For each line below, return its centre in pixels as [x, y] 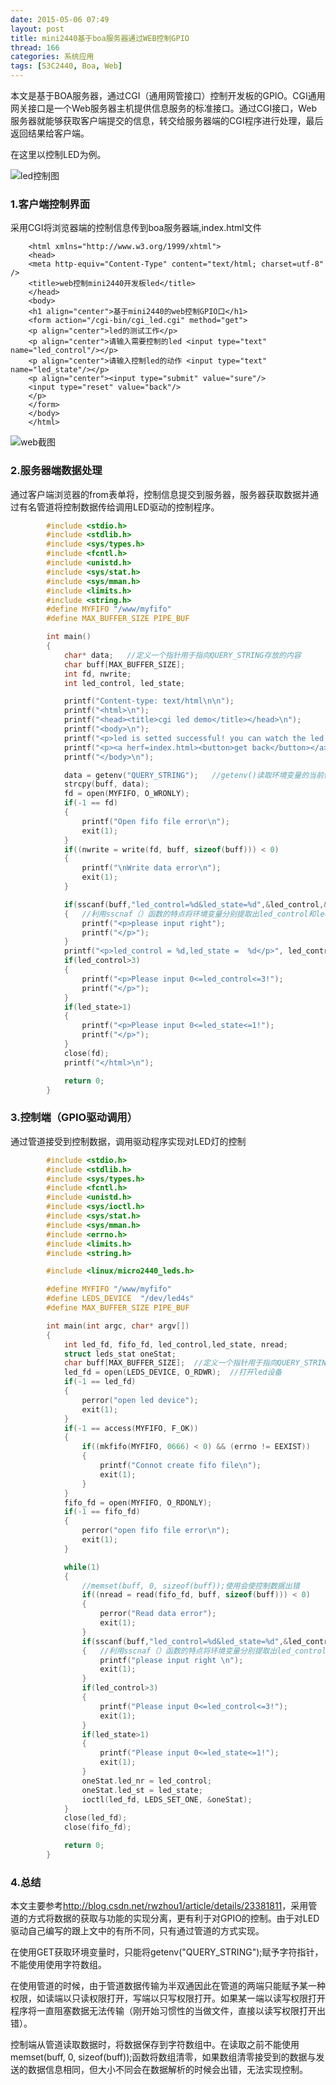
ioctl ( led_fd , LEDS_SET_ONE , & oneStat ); [167, 1799]
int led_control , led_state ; [124, 683]
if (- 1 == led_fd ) [100, 1382]
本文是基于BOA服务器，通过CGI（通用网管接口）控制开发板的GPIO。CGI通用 [168, 95]
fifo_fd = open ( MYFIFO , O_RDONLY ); [138, 1502]
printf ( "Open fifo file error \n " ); [155, 821]
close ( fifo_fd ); [97, 1827]
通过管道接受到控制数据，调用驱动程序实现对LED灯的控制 [128, 1141]
